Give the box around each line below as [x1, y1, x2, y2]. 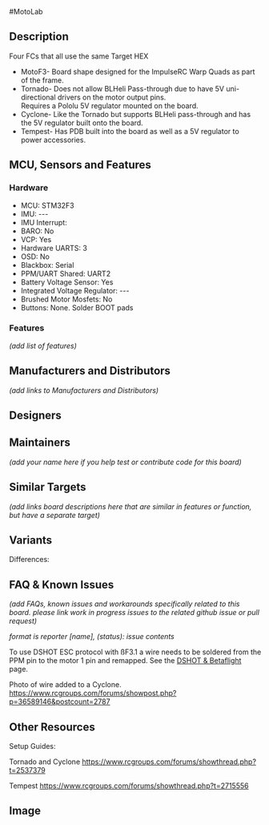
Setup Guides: [9, 742, 56, 751]
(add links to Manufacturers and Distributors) [9, 385, 159, 395]
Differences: [9, 555, 50, 564]
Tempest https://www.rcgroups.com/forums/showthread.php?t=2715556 [9, 781, 249, 791]
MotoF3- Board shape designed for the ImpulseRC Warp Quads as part [20, 67, 255, 76]
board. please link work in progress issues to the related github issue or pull [9, 608, 259, 617]
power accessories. [20, 135, 86, 144]
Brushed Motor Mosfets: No [20, 294, 113, 304]
